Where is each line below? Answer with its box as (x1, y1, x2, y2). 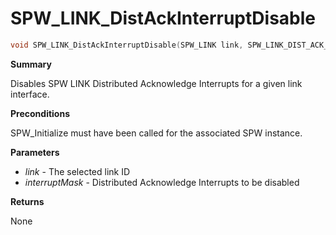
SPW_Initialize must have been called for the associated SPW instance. (10, 127, 303, 139)
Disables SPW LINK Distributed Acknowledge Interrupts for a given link (10, 77, 303, 89)
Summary (10, 58, 52, 70)
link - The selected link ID (24, 165, 131, 177)
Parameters (10, 146, 60, 158)
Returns (10, 195, 45, 207)
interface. (10, 88, 50, 100)
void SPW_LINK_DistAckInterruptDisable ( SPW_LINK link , (10, 40, 244, 50)
